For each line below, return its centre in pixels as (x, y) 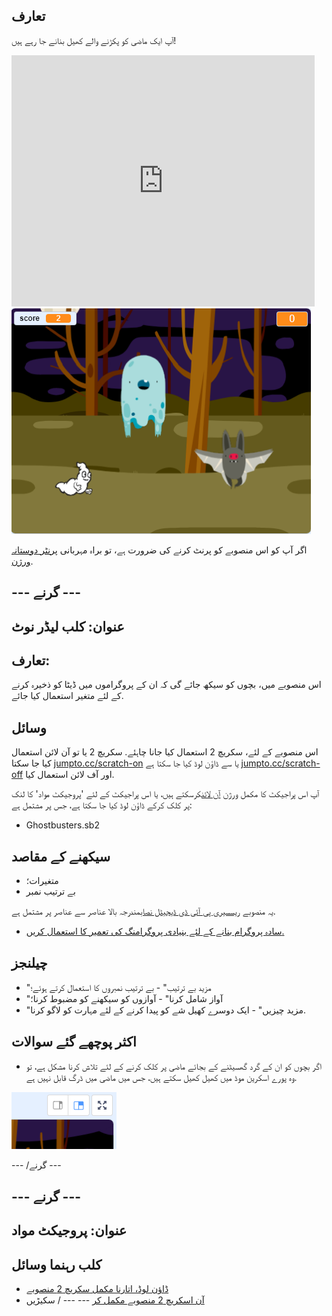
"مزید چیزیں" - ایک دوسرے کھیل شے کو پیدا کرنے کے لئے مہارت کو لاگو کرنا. (165, 1010)
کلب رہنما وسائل (57, 1264)
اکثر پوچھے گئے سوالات (74, 1042)
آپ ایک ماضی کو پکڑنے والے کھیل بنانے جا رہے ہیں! (94, 40)
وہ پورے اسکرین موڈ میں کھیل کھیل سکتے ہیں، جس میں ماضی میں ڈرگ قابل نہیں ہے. (161, 1077)
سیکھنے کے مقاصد (61, 856)
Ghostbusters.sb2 (62, 825)
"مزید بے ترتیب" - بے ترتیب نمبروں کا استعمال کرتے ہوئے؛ (118, 987)
